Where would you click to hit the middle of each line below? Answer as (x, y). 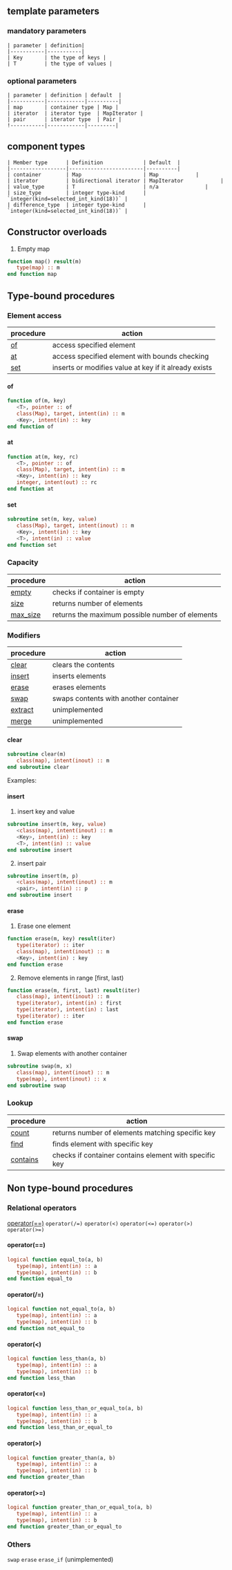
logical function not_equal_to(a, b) (61, 1309)
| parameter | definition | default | (65, 95)
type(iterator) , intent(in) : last (67, 1010)
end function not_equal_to (46, 1329)
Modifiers (24, 635)
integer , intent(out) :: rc (57, 483)
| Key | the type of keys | (57, 57)
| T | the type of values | (60, 64)
